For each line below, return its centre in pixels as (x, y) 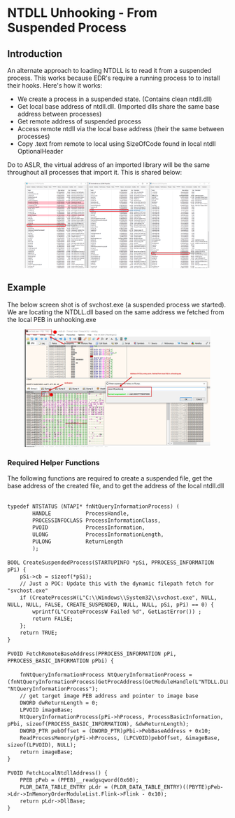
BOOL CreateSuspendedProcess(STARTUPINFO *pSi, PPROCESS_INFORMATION (111, 563)
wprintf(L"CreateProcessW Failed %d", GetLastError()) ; (117, 612)
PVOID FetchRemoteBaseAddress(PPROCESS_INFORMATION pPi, (92, 654)
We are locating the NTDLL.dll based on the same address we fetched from (116, 312)
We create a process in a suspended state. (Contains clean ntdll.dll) (115, 99)
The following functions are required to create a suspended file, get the (110, 478)
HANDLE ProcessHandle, (81, 514)
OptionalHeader (40, 151)
